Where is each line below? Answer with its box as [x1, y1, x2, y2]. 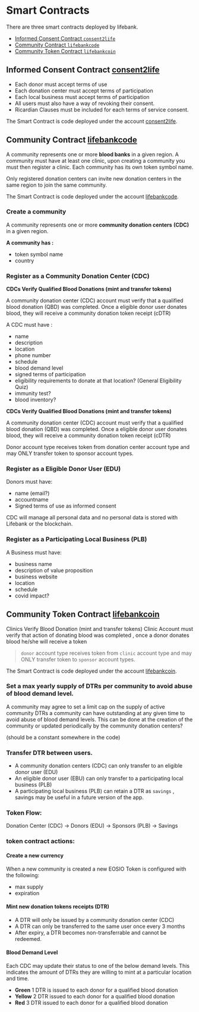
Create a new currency [6, 852, 64, 859]
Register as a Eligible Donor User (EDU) [6, 465, 121, 473]
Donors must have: [6, 478, 52, 485]
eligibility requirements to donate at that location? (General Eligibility [14, 377, 182, 385]
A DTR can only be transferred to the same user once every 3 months [14, 923, 185, 930]
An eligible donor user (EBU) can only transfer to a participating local [14, 775, 184, 782]
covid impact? [14, 592, 49, 599]
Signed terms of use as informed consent [14, 502, 117, 510]
